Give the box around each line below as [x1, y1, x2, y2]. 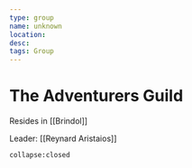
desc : [9, 38, 30, 48]
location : [9, 30, 47, 39]
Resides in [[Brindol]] [9, 116, 88, 126]
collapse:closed [9, 151, 70, 160]
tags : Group [9, 47, 54, 56]
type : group [9, 13, 54, 23]
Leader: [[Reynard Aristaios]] [9, 133, 117, 145]
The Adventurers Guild [9, 86, 184, 107]
